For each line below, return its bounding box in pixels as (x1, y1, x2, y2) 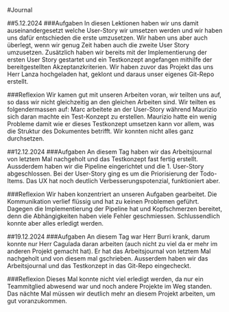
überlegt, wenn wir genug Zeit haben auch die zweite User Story (7, 41, 190, 49)
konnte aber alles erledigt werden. (7, 219, 104, 227)
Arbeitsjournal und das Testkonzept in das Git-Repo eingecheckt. (7, 262, 191, 269)
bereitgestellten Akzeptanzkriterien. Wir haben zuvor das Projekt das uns (7, 63, 214, 71)
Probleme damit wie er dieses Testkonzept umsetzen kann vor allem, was (7, 120, 215, 128)
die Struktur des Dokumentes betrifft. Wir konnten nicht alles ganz (7, 127, 194, 135)
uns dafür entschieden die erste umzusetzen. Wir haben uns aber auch (7, 34, 208, 42)
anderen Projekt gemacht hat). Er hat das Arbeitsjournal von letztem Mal (7, 247, 211, 255)
